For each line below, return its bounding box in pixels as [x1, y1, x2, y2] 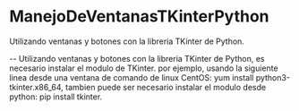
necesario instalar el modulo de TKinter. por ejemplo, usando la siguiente [9, 63, 279, 73]
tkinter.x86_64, [9, 81, 64, 92]
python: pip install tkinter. [9, 91, 103, 102]
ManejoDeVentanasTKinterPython [9, 6, 270, 27]
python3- [255, 72, 291, 82]
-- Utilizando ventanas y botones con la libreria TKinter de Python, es [9, 53, 265, 64]
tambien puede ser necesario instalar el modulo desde [65, 81, 267, 92]
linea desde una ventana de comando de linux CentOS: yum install [9, 72, 254, 82]
